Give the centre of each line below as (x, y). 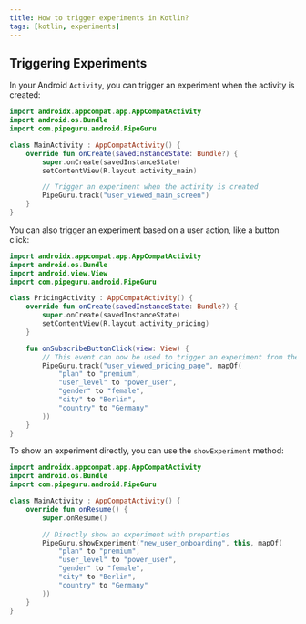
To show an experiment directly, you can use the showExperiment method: (147, 451)
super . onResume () (75, 518)
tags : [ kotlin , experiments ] (65, 26)
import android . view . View (58, 273)
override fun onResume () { (77, 509)
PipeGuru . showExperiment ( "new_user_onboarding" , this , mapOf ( (163, 543)
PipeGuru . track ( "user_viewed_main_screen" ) (126, 196)
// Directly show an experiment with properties (136, 535)
